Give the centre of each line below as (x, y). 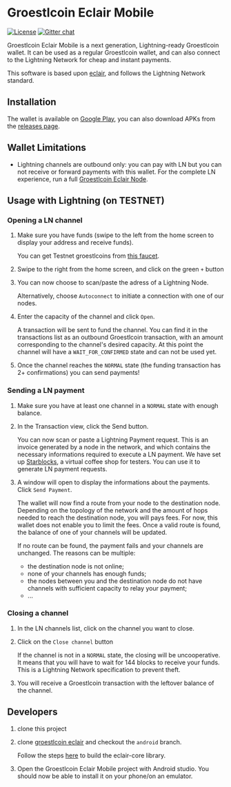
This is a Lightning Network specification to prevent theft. (99, 669)
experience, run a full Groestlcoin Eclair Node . (82, 179)
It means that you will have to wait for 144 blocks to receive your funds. (118, 662)
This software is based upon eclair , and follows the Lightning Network (106, 73)
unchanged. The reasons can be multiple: (76, 553)
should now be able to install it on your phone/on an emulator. (105, 776)
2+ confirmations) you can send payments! (78, 373)
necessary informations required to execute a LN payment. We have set (119, 454)
